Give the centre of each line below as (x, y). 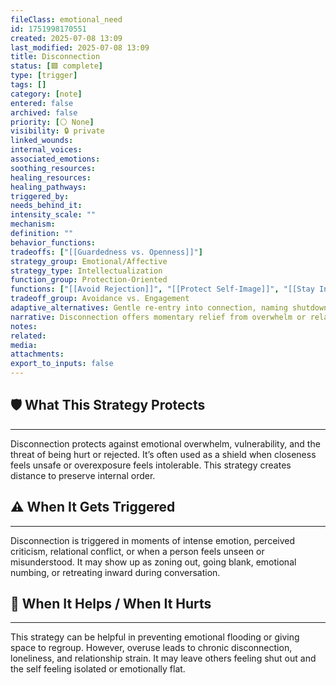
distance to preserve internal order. (83, 475)
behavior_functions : (53, 242)
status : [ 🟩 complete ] (56, 66)
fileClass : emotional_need (66, 19)
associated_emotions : (55, 159)
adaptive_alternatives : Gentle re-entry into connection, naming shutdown (169, 308)
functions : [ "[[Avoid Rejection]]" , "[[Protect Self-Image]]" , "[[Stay (162, 289)
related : (28, 336)
